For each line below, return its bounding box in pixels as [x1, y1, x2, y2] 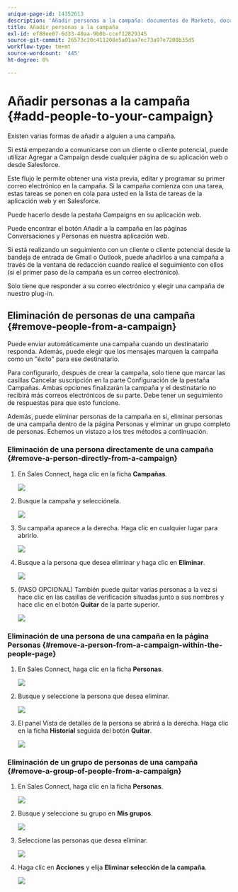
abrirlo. [17, 531, 39, 539]
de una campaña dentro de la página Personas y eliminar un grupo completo [7, 419, 231, 428]
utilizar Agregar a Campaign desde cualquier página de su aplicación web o [7, 153, 229, 161]
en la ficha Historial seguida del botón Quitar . [17, 726, 152, 735]
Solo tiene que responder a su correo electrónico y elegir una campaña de [7, 281, 225, 290]
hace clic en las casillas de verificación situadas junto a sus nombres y [17, 593, 225, 601]
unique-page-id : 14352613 [7, 10, 84, 18]
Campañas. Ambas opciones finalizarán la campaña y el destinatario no [7, 383, 217, 391]
